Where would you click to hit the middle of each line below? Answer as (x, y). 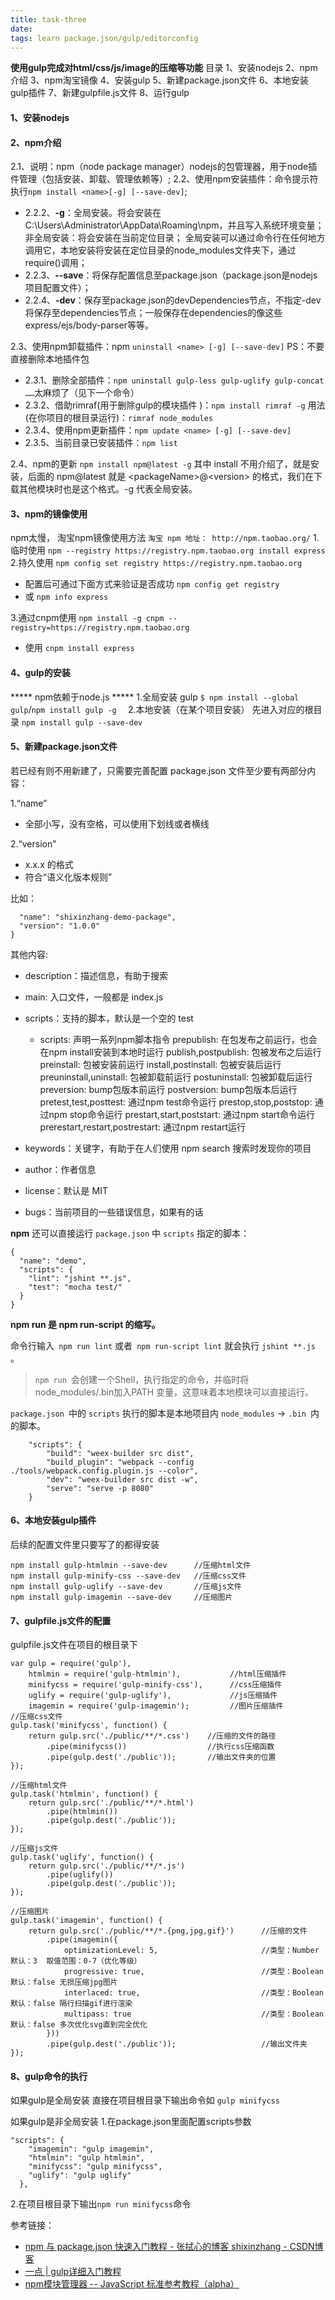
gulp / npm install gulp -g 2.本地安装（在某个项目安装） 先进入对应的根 (162, 709)
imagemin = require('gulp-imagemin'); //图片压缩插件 (156, 1706)
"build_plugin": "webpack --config (120, 1462)
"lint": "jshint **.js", (80, 1278)
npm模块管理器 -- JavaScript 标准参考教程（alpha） (132, 2284)
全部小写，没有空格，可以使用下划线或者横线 (117, 823)
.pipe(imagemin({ (82, 1940)
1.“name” (29, 803)
